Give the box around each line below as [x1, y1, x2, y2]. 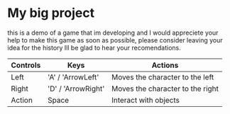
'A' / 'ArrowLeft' [47, 72, 99, 82]
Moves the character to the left [111, 72, 214, 82]
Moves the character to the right [111, 84, 219, 93]
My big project [7, 5, 94, 21]
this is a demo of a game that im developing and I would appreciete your [7, 28, 219, 37]
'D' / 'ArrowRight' [47, 84, 105, 93]
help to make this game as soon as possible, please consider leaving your [7, 35, 224, 44]
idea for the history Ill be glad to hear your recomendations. [7, 43, 181, 52]
